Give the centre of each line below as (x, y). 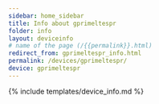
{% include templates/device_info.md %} (76, 91)
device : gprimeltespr (45, 69)
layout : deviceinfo (41, 38)
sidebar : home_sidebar (46, 16)
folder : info (30, 31)
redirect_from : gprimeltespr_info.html (75, 53)
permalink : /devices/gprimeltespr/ (68, 61)
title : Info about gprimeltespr (62, 23)
